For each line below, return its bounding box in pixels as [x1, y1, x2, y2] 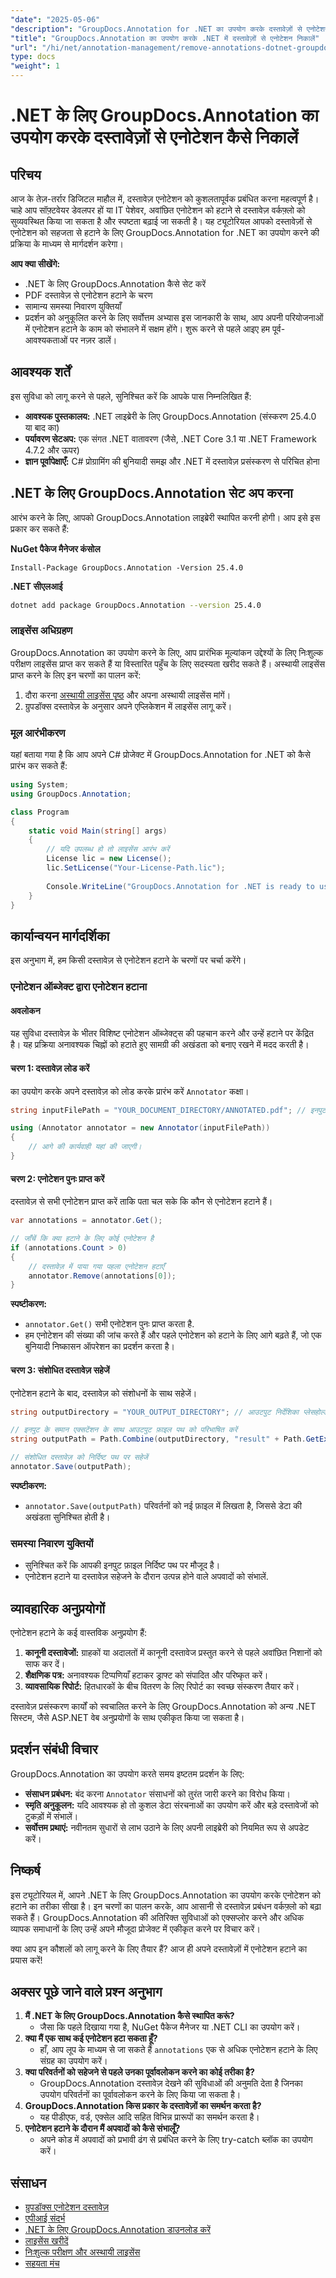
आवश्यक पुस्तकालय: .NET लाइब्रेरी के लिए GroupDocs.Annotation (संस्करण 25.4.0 [24, 410, 317, 422]
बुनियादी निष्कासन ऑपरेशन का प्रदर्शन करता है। [24, 1341, 175, 1353]
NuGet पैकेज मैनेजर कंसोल [10, 542, 101, 555]
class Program [10, 807, 70, 817]
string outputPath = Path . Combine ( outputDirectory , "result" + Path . [10, 1434, 307, 1445]
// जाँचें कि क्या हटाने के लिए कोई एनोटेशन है [10, 1234, 154, 1244]
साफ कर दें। [24, 1658, 66, 1670]
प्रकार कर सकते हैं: [10, 522, 70, 535]
